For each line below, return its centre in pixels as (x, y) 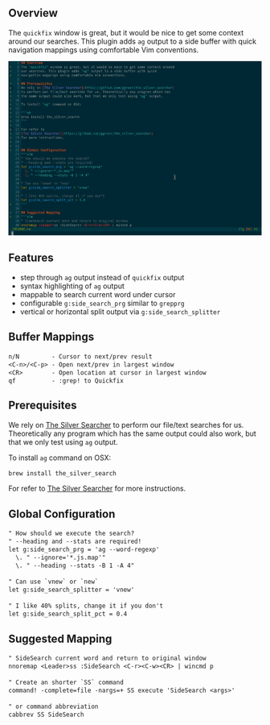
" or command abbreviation (53, 707)
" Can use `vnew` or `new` (53, 582)
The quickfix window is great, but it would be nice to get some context (126, 32)
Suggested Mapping (60, 638)
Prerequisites (43, 406)
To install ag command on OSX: (60, 458)
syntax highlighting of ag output (72, 286)
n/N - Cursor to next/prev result (80, 356)
